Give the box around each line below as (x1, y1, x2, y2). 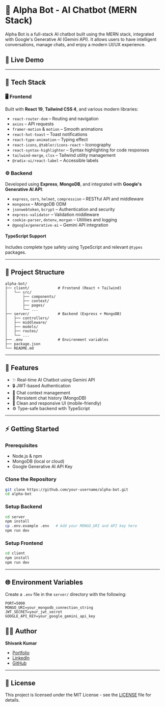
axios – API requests (12, 121, 54, 127)
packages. (5, 249, 27, 255)
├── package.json (5, 341, 41, 346)
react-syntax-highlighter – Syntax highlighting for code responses (12, 147, 149, 153)
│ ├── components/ (5, 294, 56, 299)
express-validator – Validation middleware (12, 211, 99, 217)
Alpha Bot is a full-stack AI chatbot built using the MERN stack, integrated (5, 31, 154, 37)
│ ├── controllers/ (5, 316, 50, 321)
